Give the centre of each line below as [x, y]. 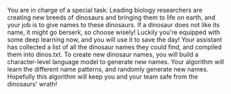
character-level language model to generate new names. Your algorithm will [116, 62]
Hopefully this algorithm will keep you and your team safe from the [103, 77]
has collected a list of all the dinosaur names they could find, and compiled [114, 47]
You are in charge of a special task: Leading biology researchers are [105, 10]
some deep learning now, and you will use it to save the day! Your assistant [115, 40]
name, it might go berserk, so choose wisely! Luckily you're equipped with [114, 32]
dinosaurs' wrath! [32, 84]
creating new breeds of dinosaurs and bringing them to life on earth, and [111, 17]
